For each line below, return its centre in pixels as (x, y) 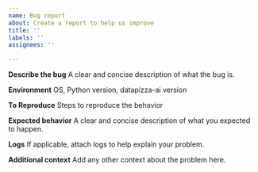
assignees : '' (32, 45)
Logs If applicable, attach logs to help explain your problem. (106, 144)
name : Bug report (37, 15)
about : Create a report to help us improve (81, 23)
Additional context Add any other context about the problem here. (117, 160)
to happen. (26, 129)
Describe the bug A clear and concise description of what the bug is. (121, 75)
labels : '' (26, 38)
